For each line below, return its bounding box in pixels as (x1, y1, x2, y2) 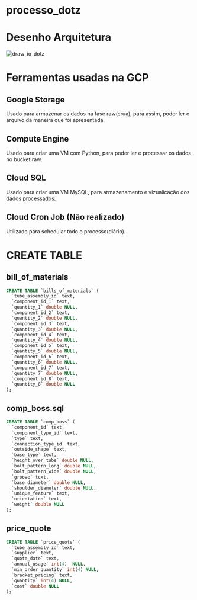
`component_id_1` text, (11, 299, 70, 305)
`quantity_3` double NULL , (11, 326, 78, 332)
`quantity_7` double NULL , (11, 370, 78, 376)
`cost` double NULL (11, 583, 60, 589)
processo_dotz (6, 4, 81, 17)
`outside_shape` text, (11, 447, 67, 453)
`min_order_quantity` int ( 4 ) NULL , (11, 567, 99, 573)
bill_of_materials (6, 272, 69, 282)
